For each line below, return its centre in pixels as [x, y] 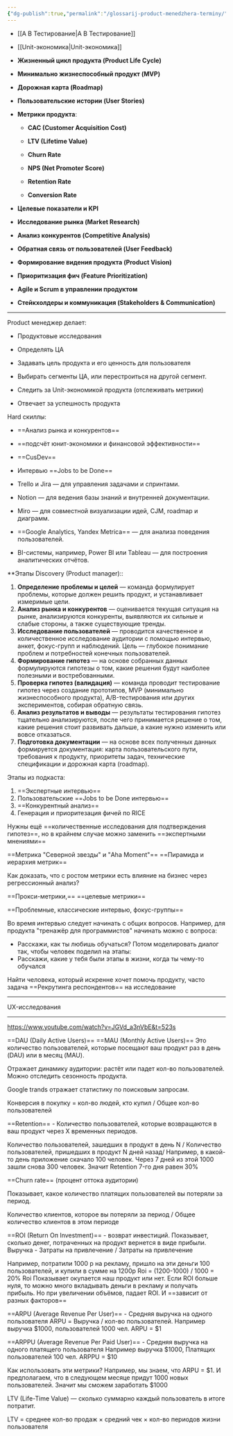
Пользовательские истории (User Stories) [81, 101]
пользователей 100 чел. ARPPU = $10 [62, 1356]
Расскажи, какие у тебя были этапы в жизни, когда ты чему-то [111, 958]
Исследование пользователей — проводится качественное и [110, 631]
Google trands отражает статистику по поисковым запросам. [98, 1089]
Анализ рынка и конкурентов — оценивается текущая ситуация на [118, 609]
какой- [216, 1152]
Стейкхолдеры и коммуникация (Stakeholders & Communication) [116, 302]
